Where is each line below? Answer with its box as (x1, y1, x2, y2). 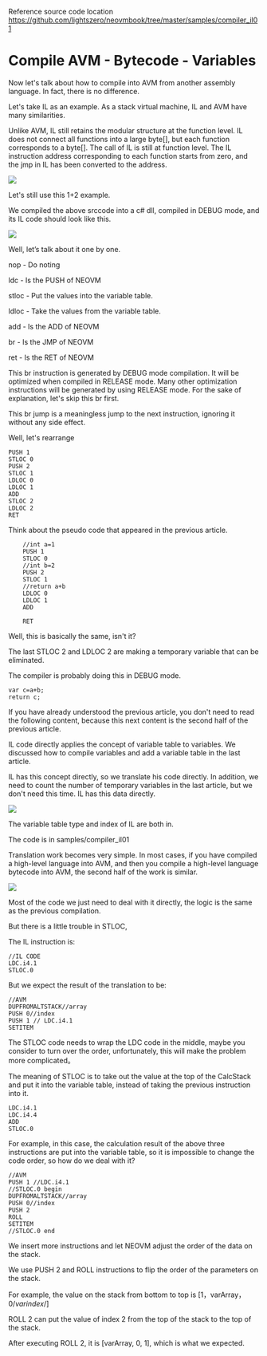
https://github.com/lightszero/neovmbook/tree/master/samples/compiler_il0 (8, 15, 258, 25)
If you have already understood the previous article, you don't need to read (8, 707, 255, 716)
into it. (8, 1088, 29, 1098)
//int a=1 (22, 540, 56, 549)
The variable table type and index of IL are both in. (8, 819, 174, 829)
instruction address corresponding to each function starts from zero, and (8, 151, 249, 160)
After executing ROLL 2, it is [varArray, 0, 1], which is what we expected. (8, 1338, 245, 1347)
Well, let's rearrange (8, 432, 75, 442)
